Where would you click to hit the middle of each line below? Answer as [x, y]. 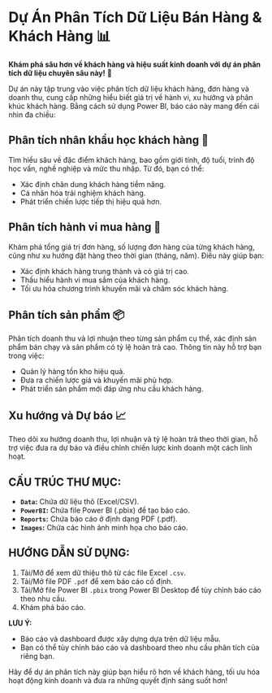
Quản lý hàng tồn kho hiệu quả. [73, 372]
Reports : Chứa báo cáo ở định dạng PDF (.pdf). [99, 519]
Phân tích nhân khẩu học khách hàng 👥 [109, 140]
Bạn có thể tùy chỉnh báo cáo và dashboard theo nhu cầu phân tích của [140, 647]
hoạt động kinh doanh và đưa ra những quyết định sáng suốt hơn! [118, 680]
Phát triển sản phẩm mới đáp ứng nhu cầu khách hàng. [112, 389]
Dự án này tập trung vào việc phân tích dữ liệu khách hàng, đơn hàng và [129, 89]
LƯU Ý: [20, 623]
